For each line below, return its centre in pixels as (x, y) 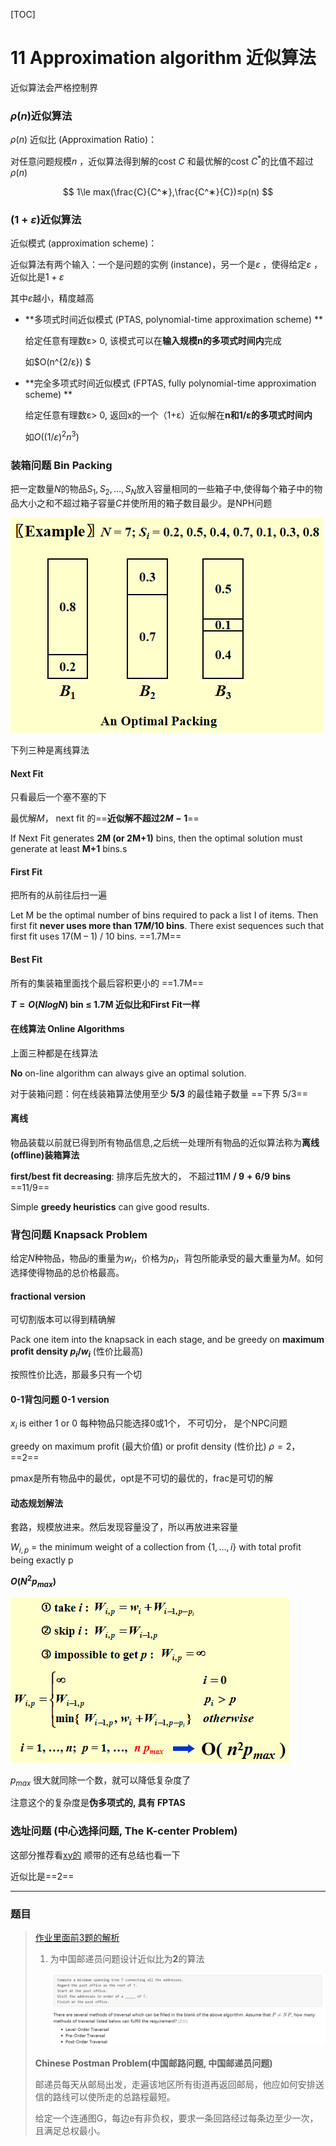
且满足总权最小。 (70, 2130)
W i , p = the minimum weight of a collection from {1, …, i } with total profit (156, 1548)
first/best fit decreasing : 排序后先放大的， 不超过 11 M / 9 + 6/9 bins (151, 1176)
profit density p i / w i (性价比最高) (77, 1352)
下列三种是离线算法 (50, 750)
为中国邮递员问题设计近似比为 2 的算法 (127, 1958)
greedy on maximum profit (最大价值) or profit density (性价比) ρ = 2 (151, 1446)
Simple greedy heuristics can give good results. (110, 1206)
